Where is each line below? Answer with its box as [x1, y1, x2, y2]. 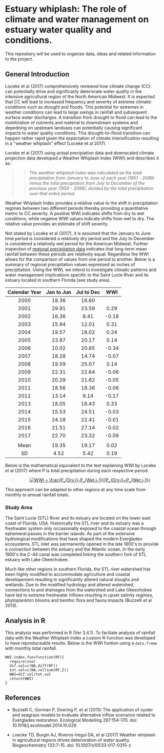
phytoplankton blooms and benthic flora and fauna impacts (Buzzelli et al [5, 597, 152, 603]
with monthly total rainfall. [5, 645, 57, 651]
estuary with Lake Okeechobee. [5, 557, 69, 563]
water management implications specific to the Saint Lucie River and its [5, 272, 149, 277]
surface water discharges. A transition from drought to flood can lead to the [5, 114, 157, 120]
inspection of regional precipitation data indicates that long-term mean [5, 246, 147, 251]
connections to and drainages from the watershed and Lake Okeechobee [5, 587, 152, 593]
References [5, 694, 41, 702]
